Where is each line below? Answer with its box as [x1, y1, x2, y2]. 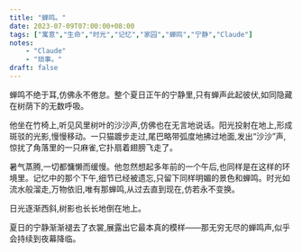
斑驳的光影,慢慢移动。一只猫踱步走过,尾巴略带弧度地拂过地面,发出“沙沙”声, [9, 130, 287, 141]
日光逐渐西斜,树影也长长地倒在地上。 [9, 202, 147, 213]
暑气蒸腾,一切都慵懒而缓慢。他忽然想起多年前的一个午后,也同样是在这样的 [9, 161, 283, 172]
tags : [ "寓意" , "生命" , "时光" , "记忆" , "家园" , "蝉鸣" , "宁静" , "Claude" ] [9, 30, 253, 39]
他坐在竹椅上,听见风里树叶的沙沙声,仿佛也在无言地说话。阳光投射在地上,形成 [9, 119, 293, 130]
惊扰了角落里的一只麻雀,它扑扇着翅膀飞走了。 [9, 141, 178, 153]
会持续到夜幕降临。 [9, 233, 81, 244]
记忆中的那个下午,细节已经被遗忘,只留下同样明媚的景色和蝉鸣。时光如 [32, 172, 291, 183]
